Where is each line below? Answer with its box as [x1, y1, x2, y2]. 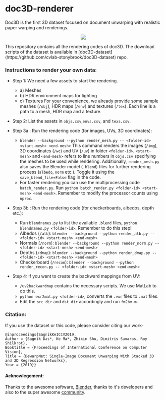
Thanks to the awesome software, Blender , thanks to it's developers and [5, 384, 153, 390]
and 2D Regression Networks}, [5, 358, 68, 363]
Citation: [5, 311, 27, 318]
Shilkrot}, [5, 340, 28, 345]
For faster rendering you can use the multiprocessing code [19, 180, 140, 186]
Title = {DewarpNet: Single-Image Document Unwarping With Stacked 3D [5, 353, 154, 359]
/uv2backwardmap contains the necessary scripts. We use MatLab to [19, 283, 157, 289]
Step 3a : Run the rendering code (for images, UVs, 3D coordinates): [12, 128, 152, 134]
